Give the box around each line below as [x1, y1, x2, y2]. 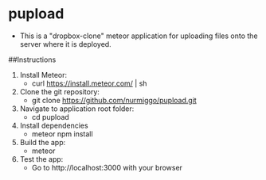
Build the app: [19, 137, 66, 147]
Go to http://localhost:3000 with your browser [31, 163, 183, 172]
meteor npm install [31, 128, 93, 139]
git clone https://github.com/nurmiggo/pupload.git [31, 95, 197, 105]
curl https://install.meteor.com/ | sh [31, 79, 147, 88]
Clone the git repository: [19, 86, 100, 96]
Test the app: [19, 154, 64, 163]
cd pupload [31, 112, 69, 121]
